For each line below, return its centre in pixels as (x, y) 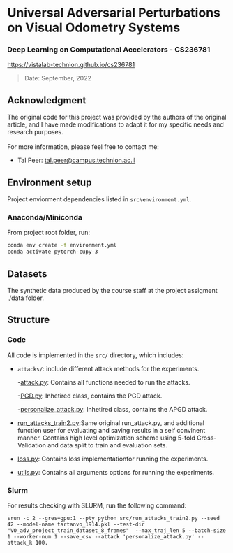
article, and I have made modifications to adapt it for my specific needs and (116, 124)
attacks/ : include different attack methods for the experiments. (108, 368)
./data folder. (25, 298)
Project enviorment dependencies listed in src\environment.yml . (99, 199)
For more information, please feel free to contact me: (83, 147)
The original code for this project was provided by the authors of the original (117, 117)
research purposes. (36, 132)
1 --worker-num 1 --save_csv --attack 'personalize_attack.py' (101, 536)
